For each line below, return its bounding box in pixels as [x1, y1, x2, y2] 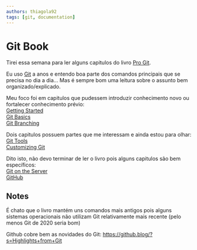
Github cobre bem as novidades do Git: [6, 231, 102, 238]
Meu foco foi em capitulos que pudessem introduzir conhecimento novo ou [6, 95, 189, 102]
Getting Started [6, 107, 44, 114]
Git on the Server [6, 168, 48, 175]
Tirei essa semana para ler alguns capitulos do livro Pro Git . [6, 59, 151, 66]
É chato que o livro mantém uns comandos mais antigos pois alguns [6, 207, 172, 214]
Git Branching [6, 119, 40, 127]
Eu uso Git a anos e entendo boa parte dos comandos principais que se [6, 70, 180, 77]
